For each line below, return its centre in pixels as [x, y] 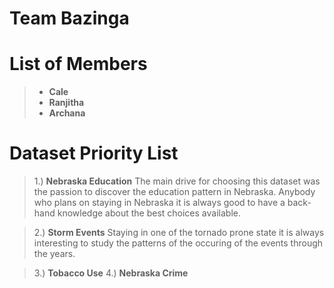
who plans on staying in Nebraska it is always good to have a [159, 203]
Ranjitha [66, 103]
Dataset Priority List [94, 153]
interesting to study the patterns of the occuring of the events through [178, 243]
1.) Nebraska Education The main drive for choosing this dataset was [177, 181]
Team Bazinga [69, 18]
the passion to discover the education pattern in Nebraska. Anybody [174, 192]
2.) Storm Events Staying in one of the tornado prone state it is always [179, 233]
